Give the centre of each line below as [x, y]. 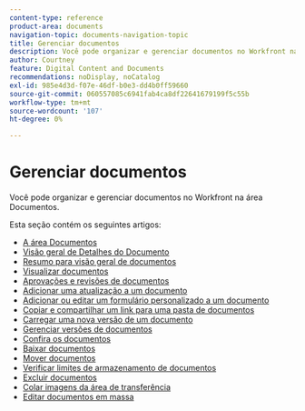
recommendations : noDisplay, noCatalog [85, 77]
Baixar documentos [59, 349]
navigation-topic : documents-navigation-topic [99, 35]
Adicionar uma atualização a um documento [105, 291]
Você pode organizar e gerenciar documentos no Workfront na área [136, 197]
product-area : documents [56, 26]
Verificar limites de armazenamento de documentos [119, 368]
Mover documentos [59, 358]
